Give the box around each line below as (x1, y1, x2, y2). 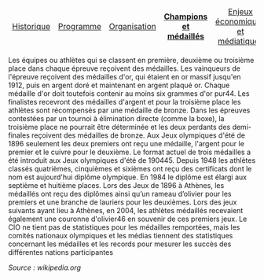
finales (8, 131, 30, 140)
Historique (12, 21, 51, 31)
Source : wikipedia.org (8, 263, 81, 272)
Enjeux (227, 6, 254, 17)
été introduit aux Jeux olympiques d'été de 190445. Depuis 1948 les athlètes (8, 156, 256, 165)
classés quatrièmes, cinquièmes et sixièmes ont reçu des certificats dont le (8, 164, 252, 173)
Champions (163, 11, 208, 22)
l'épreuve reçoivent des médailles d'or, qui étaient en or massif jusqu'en (8, 72, 241, 81)
